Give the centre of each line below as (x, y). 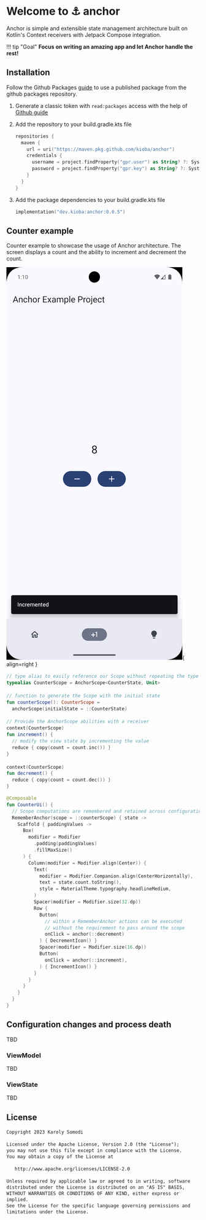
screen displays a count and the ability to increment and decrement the (96, 252)
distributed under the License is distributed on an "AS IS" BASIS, (96, 1187)
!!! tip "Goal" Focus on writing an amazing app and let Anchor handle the (100, 47)
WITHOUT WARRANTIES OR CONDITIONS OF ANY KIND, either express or (93, 1194)
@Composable (21, 798)
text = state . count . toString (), (80, 882)
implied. (17, 1200)
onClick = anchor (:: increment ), (86, 960)
